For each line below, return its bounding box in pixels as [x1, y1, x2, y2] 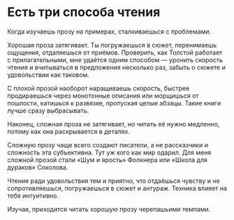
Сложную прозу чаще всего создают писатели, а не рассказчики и [7, 140, 208, 149]
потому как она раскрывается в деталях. [7, 127, 131, 135]
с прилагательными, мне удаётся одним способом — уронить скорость [7, 55, 224, 64]
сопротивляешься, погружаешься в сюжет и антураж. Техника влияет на [7, 184, 227, 192]
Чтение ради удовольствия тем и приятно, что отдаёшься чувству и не [7, 176, 220, 185]
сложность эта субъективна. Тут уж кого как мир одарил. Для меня [7, 148, 212, 156]
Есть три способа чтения [7, 4, 161, 20]
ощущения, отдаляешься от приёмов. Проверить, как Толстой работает [7, 48, 223, 57]
